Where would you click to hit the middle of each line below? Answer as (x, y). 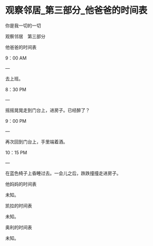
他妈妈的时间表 (21, 184)
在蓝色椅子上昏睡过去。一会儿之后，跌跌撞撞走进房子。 (63, 173)
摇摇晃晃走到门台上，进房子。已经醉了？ (48, 110)
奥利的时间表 (19, 227)
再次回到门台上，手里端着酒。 (36, 142)
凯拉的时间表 (19, 206)
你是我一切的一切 (23, 25)
